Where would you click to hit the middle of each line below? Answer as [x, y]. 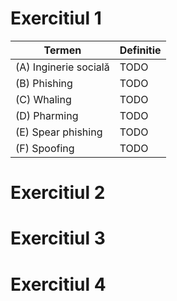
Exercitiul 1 [56, 18]
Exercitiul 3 [58, 238]
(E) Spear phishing [59, 132]
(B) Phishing [44, 83]
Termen [62, 50]
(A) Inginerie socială [62, 67]
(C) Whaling [43, 99]
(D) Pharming [47, 115]
